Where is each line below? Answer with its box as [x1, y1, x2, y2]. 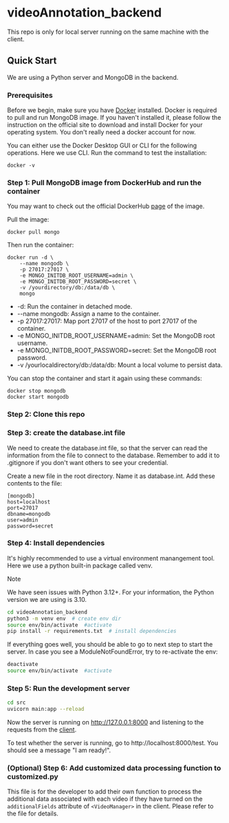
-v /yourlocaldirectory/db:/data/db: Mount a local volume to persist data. [17, 361, 223, 369]
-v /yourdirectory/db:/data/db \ [19, 284, 116, 291]
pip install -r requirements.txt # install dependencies [7, 628, 177, 635]
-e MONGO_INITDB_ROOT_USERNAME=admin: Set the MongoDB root [17, 332, 215, 340]
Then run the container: [7, 241, 74, 249]
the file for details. [7, 809, 58, 817]
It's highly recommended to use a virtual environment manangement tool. [7, 554, 215, 562]
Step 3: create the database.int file [7, 428, 126, 438]
